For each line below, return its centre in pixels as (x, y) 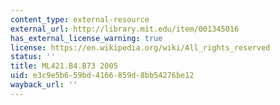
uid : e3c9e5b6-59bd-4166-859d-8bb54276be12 (102, 76)
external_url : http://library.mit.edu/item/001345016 (125, 29)
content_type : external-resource (80, 19)
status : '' (33, 57)
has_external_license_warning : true (86, 38)
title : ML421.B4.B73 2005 (64, 66)
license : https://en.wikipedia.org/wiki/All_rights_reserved (140, 47)
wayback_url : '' (44, 85)
